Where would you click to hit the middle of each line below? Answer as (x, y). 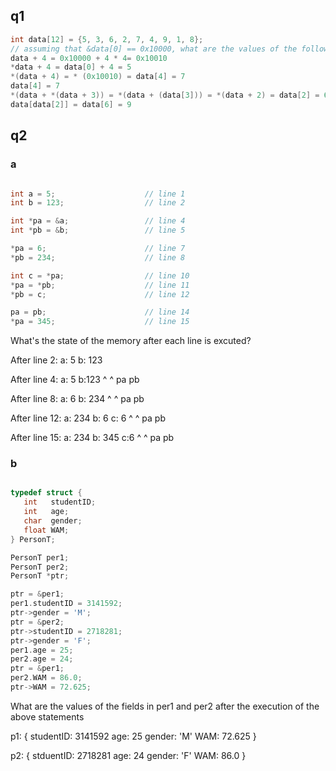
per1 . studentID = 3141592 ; (66, 604)
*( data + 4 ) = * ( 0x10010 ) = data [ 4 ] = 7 (98, 77)
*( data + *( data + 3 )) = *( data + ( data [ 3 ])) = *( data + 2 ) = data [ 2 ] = (165, 95)
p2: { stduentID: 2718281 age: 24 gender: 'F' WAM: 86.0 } (128, 755)
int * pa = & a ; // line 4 (98, 221)
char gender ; (53, 521)
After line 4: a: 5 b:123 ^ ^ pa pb (75, 380)
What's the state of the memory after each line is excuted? (131, 341)
